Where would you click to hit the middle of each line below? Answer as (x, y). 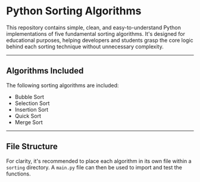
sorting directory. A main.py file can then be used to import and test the (94, 167)
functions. (18, 174)
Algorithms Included (45, 71)
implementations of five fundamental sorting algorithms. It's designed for (96, 33)
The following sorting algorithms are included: (62, 85)
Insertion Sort (32, 109)
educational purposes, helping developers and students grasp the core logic (100, 40)
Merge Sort (29, 122)
